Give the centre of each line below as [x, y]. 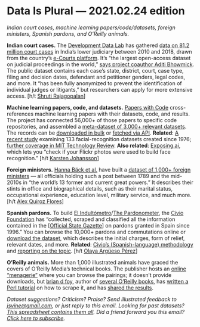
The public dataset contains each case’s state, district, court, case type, [95, 70]
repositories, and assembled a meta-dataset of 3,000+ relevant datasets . [97, 126]
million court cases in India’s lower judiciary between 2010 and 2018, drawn [99, 51]
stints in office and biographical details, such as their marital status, [90, 188]
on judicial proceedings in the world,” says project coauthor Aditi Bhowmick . [101, 64]
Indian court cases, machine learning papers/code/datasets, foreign [91, 27]
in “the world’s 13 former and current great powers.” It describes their [108, 182]
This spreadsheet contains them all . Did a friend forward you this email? [96, 312]
